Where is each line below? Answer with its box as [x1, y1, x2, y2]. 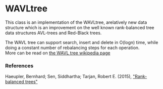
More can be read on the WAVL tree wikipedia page [5, 50, 110, 56]
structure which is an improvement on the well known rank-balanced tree [5, 24, 155, 30]
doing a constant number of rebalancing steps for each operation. [5, 44, 140, 50]
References [5, 62, 34, 69]
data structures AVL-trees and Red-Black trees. [5, 30, 102, 36]
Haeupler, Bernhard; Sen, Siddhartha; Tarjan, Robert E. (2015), [5, 74, 132, 80]
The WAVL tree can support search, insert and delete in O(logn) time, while [5, 39, 159, 45]
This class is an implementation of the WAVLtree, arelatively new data [5, 19, 147, 25]
